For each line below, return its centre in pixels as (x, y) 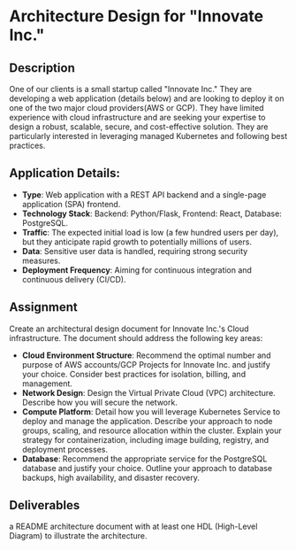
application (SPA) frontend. (71, 204)
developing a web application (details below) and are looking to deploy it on (147, 98)
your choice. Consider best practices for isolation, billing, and (133, 374)
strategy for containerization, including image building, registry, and (145, 439)
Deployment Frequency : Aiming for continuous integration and (137, 270)
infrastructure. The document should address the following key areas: (136, 337)
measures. (41, 260)
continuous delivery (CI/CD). (74, 279)
